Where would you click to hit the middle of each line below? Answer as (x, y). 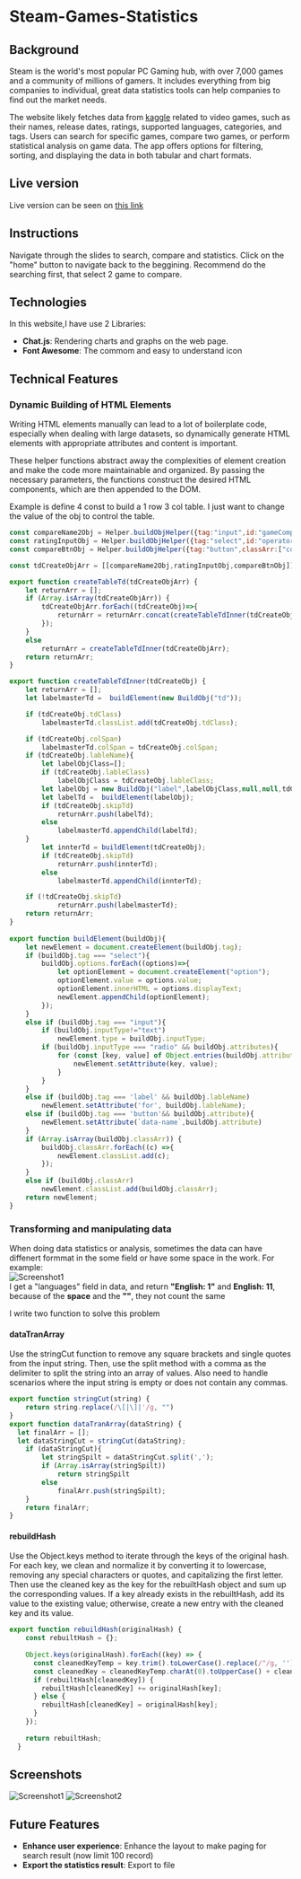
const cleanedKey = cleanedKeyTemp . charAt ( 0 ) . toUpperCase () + (151, 1672)
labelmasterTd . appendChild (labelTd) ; (128, 831)
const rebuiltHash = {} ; (72, 1638)
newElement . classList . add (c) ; (113, 1155)
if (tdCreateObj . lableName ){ (80, 756)
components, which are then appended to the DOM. (105, 489)
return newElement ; (62, 1197)
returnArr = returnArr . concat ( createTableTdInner (151, 615)
